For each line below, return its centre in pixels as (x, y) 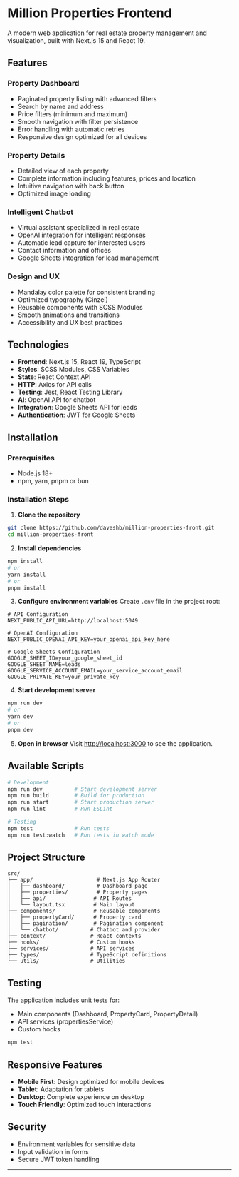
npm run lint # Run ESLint (60, 809)
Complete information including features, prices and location (106, 178)
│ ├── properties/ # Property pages (78, 893)
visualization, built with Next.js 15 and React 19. (76, 40)
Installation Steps (38, 499)
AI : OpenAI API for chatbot (57, 400)
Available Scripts (46, 766)
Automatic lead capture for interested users (81, 243)
